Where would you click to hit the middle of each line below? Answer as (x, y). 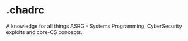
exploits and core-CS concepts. (45, 32)
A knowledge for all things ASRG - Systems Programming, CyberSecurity (94, 26)
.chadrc (25, 10)
